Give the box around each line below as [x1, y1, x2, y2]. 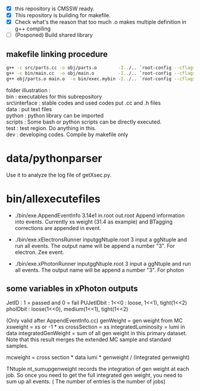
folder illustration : [6, 86, 51, 94]
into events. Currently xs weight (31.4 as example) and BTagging [14, 218, 173, 225]
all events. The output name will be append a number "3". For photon [14, 266, 185, 273]
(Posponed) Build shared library [14, 31, 93, 39]
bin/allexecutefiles [6, 192, 101, 206]
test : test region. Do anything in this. [6, 124, 96, 131]
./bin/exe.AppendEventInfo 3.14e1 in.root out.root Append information [14, 212, 185, 219]
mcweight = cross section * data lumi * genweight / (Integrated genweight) [6, 354, 190, 361]
